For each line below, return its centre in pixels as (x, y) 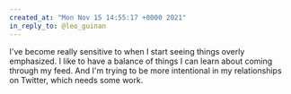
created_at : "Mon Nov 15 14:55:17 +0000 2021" (98, 17)
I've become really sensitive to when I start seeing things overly (127, 51)
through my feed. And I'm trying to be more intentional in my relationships (145, 70)
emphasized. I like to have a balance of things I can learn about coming (141, 61)
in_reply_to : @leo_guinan (57, 26)
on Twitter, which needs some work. (76, 80)
